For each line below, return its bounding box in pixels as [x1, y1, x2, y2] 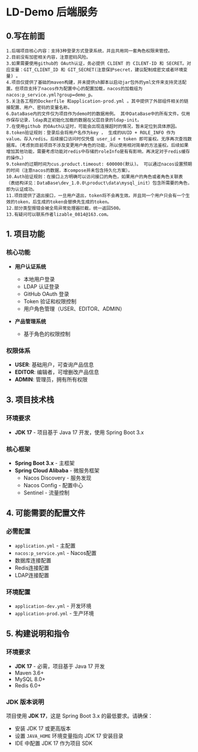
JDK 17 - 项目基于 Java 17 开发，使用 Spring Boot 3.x [14, 429, 144, 436]
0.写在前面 [6, 31, 46, 41]
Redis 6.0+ [14, 682, 41, 689]
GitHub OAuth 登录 [23, 290, 70, 297]
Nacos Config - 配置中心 [23, 481, 84, 489]
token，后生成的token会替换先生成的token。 [14, 199, 112, 205]
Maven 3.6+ [14, 669, 44, 676]
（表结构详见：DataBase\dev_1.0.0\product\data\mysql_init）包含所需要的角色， [6, 180, 192, 186]
